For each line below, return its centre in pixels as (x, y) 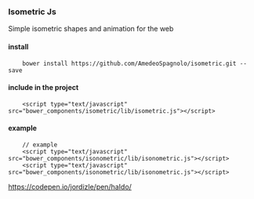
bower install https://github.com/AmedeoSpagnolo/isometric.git (129, 63)
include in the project (44, 88)
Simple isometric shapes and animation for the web (91, 29)
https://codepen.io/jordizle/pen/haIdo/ (70, 186)
